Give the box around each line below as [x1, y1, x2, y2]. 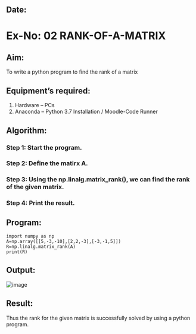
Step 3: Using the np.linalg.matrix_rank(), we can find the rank [6, 175, 190, 184]
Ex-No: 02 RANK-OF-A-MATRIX [6, 29, 166, 42]
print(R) [6, 249, 28, 255]
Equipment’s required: [6, 86, 91, 96]
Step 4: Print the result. [6, 199, 76, 207]
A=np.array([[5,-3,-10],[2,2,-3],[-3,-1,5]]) [6, 239, 121, 245]
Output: [6, 265, 36, 275]
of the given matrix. [6, 183, 64, 191]
